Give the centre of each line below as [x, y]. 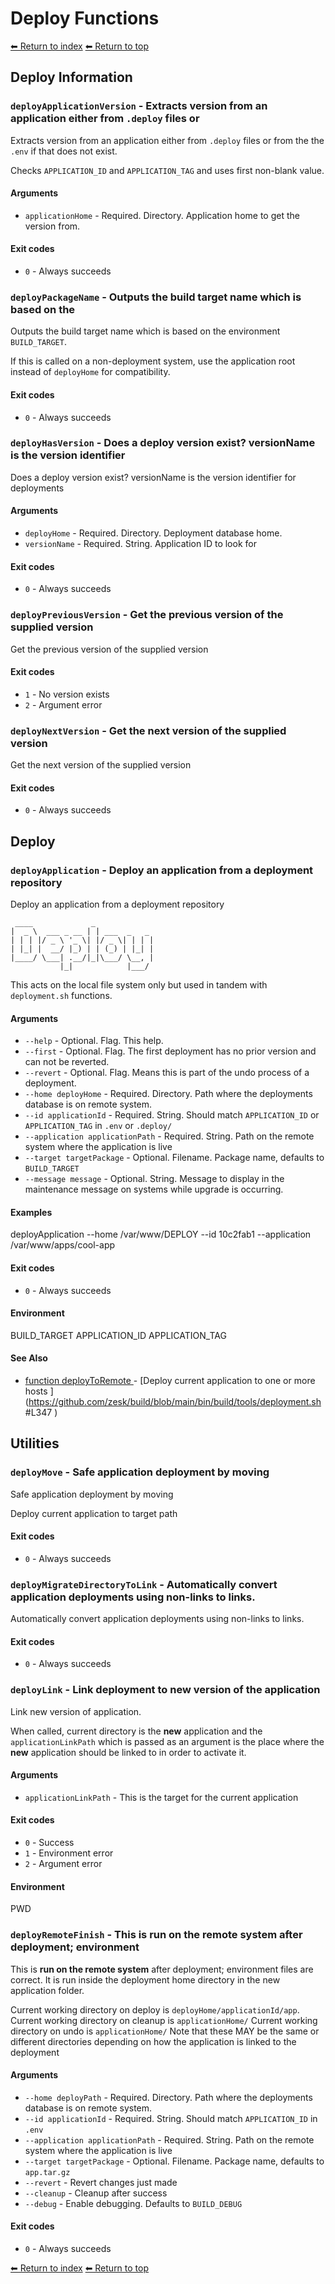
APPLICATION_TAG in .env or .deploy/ [98, 1126]
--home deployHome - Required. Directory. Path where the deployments [168, 1094]
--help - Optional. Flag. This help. [94, 1041]
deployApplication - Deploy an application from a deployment [162, 870]
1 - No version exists [67, 694]
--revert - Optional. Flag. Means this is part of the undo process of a [167, 1073]
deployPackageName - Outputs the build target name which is [156, 297]
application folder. [47, 1990]
